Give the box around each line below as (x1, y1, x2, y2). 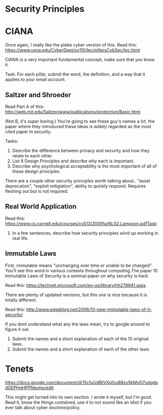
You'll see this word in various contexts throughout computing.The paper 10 (5, 267, 158, 273)
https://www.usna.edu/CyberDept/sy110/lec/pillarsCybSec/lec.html (5, 47, 140, 53)
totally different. (5, 297, 37, 303)
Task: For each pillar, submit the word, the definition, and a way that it (5, 71, 145, 77)
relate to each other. (12, 153, 53, 158)
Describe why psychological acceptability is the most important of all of (12, 163, 157, 169)
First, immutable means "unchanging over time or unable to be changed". (5, 262, 153, 268)
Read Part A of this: (5, 104, 45, 109)
